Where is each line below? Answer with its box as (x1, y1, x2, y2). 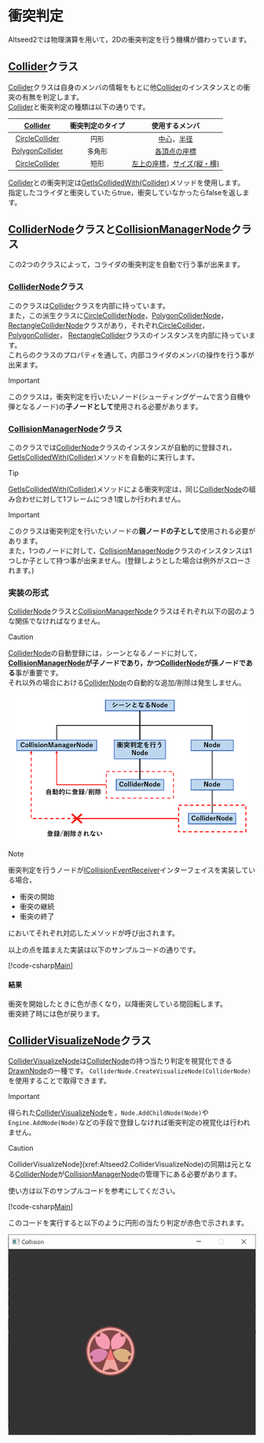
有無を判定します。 (21, 92, 84, 102)
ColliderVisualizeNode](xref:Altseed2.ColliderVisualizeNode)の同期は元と (8, 1160, 245, 1169)
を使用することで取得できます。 (8, 1076, 112, 1086)
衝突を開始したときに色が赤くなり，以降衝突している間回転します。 (8, 999, 228, 1008)
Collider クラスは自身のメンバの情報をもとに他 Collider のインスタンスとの (8, 82, 244, 91)
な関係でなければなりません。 (8, 616, 104, 626)
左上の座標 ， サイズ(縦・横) (131, 159, 220, 168)
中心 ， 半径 (158, 134, 193, 143)
